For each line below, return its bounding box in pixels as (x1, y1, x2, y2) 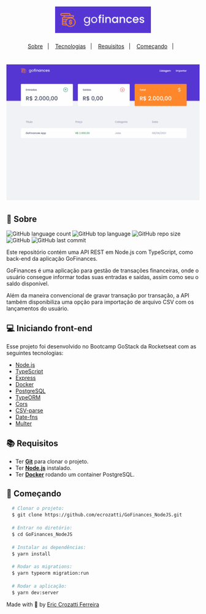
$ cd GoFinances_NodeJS (12, 531, 72, 537)
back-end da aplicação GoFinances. (6, 255, 98, 263)
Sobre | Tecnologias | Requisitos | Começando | (27, 43, 174, 50)
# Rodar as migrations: (12, 564, 72, 570)
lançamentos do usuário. (6, 305, 69, 312)
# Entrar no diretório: (12, 525, 72, 531)
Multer (15, 420, 32, 427)
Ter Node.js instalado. (15, 464, 72, 472)
